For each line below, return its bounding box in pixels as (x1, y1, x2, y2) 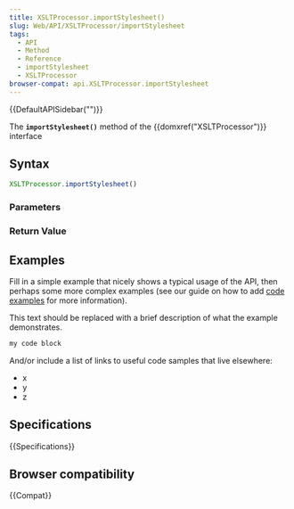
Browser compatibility (9, 467, 135, 482)
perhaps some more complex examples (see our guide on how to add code (9, 285, 285, 296)
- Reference (17, 54, 62, 63)
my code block (9, 339, 62, 348)
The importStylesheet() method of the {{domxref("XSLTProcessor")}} (9, 121, 267, 132)
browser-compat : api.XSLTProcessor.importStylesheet (9, 79, 209, 88)
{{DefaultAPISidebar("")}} (9, 103, 103, 114)
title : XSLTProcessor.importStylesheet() (9, 12, 166, 22)
